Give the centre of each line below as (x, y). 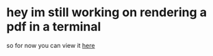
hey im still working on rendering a (106, 12)
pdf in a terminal (54, 27)
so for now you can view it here (51, 45)
